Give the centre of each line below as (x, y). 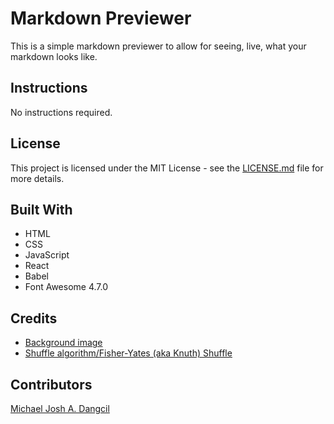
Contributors (51, 384)
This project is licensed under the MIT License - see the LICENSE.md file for (167, 168)
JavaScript (47, 255)
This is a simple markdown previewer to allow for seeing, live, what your (158, 46)
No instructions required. (61, 112)
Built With (41, 209)
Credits (34, 318)
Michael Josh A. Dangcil (60, 408)
